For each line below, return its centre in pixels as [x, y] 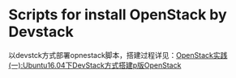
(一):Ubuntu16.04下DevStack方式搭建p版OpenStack [95, 65]
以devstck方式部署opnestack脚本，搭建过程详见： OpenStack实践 [118, 55]
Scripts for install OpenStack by [118, 15]
